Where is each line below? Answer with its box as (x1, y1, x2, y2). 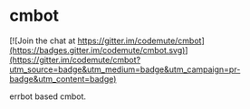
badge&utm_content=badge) (9, 73, 117, 84)
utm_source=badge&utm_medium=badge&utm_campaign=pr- (9, 64, 241, 75)
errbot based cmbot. (9, 91, 87, 102)
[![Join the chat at (9, 35, 76, 46)
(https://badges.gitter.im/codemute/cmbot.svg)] (9, 44, 188, 55)
